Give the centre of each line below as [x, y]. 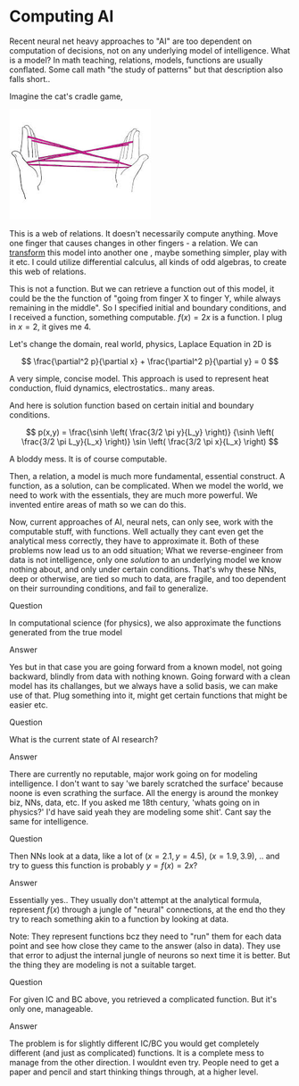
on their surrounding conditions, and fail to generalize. [109, 588]
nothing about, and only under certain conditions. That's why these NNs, [143, 569]
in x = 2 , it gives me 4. [50, 327]
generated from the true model [66, 632]
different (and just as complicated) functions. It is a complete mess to [137, 1053]
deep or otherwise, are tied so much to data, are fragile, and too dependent [148, 578]
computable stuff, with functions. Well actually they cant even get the [137, 531]
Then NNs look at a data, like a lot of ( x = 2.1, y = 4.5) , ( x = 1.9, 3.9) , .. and [145, 856]
